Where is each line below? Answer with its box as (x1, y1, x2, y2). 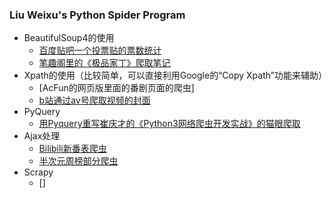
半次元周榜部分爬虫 (38, 155, 119, 167)
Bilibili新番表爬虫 (38, 143, 107, 155)
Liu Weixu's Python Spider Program (9, 8, 186, 22)
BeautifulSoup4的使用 (23, 32, 115, 44)
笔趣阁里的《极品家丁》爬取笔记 (38, 57, 171, 69)
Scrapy (23, 166, 54, 178)
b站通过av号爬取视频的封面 (38, 94, 151, 107)
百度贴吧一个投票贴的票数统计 (38, 44, 162, 57)
